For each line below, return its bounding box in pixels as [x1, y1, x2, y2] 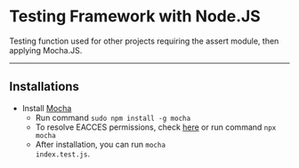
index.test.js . [35, 148, 91, 159]
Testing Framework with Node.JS [9, 6, 261, 27]
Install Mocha [21, 102, 72, 113]
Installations [9, 79, 80, 94]
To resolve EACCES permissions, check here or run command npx [35, 122, 277, 132]
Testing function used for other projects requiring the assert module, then [9, 36, 279, 46]
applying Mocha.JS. [9, 44, 83, 55]
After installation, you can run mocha [35, 139, 166, 149]
